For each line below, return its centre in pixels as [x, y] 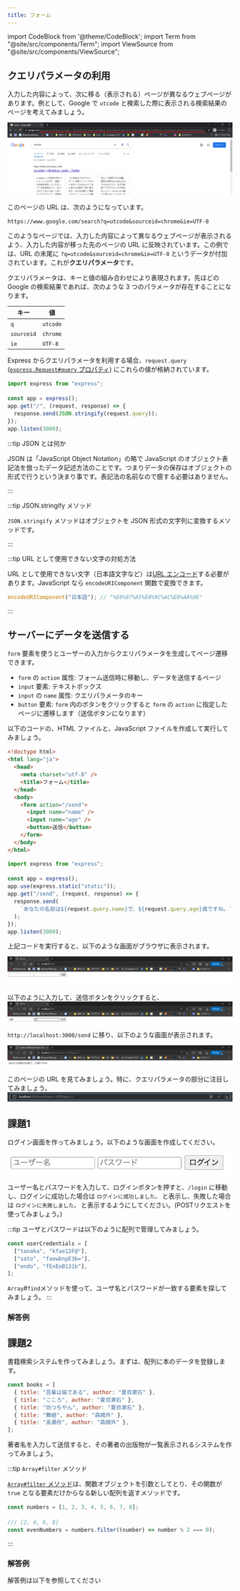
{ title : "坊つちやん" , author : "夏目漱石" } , [79, 1407]
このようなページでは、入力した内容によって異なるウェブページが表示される [120, 235]
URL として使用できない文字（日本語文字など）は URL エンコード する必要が [119, 574]
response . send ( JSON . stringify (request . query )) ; [86, 414]
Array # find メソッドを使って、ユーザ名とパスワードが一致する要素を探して [117, 1288]
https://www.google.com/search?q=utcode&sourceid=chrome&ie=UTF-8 [108, 222]
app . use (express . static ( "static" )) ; [62, 886]
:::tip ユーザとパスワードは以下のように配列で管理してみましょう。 [105, 1229]
